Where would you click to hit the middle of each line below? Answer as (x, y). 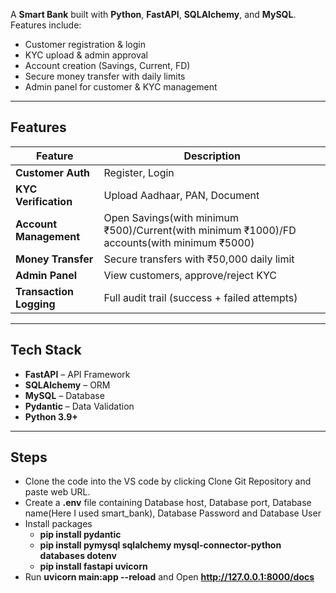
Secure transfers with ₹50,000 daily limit (199, 259)
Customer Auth (52, 172)
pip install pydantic (80, 535)
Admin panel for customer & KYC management (121, 87)
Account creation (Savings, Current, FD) (107, 65)
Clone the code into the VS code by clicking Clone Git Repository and (168, 481)
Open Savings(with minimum (171, 217)
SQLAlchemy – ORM (67, 385)
